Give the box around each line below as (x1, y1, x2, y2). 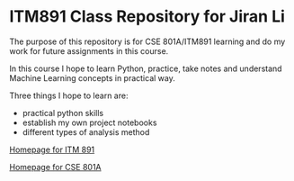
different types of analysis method (22, 126, 150, 137)
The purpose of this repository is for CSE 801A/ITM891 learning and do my (9, 36, 286, 47)
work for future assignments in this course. (9, 45, 169, 56)
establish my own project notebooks (22, 117, 157, 128)
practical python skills (22, 107, 104, 118)
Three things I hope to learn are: (9, 90, 129, 101)
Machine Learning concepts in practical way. (9, 72, 175, 83)
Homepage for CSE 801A (9, 161, 102, 172)
